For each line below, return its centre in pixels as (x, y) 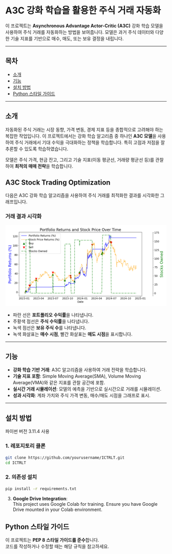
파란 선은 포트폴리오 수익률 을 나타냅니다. (53, 315)
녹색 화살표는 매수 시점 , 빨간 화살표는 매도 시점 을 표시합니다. (73, 334)
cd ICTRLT (16, 463)
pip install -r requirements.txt (41, 489)
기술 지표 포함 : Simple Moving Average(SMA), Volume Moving (77, 376)
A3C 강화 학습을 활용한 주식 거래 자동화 (83, 11)
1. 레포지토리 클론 (26, 446)
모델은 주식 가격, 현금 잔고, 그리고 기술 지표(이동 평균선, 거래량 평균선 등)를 (80, 160)
